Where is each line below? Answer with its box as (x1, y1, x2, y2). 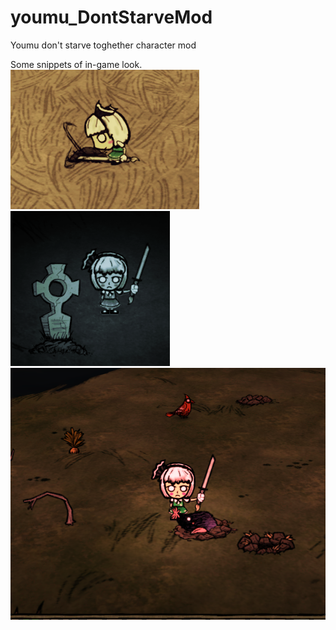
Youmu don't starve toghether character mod (10, 39, 197, 51)
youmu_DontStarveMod (10, 6, 213, 29)
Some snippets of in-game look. (10, 58, 143, 70)
